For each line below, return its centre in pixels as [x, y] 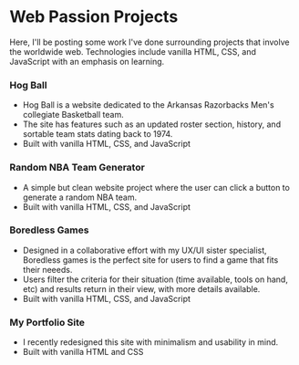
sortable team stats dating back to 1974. [98, 134]
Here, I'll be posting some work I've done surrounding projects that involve [149, 42]
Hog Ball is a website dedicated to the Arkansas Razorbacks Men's [149, 105]
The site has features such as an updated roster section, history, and [151, 124]
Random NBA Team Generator [77, 168]
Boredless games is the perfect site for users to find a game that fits [150, 260]
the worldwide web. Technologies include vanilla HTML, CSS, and [133, 51]
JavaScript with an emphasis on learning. [87, 61]
